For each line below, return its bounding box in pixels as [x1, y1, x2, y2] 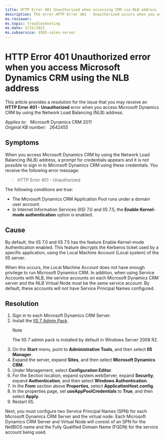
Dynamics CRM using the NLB [5, 72, 129, 84]
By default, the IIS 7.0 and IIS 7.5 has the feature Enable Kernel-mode [5, 239, 144, 245]
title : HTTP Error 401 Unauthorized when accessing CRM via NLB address [5, 7, 157, 12]
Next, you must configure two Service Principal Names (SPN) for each [5, 408, 147, 414]
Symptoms [5, 138, 39, 147]
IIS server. [5, 255, 26, 261]
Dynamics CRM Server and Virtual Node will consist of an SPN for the [5, 419, 146, 425]
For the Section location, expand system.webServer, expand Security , [12, 372, 155, 378]
